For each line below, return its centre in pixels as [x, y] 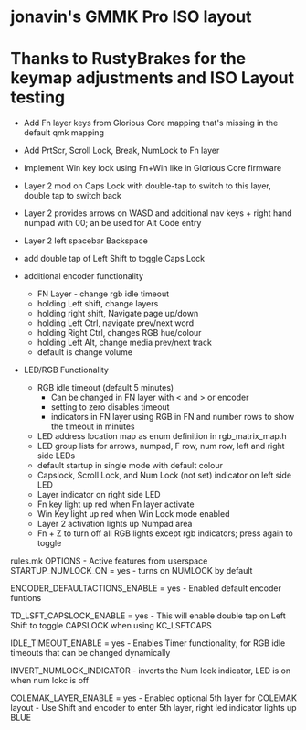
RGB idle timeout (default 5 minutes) [106, 388]
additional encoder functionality [84, 276]
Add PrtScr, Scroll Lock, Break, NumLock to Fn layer [121, 150]
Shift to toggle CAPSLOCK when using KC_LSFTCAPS [111, 626]
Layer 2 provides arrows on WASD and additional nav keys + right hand [158, 213]
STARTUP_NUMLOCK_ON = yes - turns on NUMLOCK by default [132, 571]
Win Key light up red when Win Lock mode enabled [133, 514]
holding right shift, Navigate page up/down [118, 314]
